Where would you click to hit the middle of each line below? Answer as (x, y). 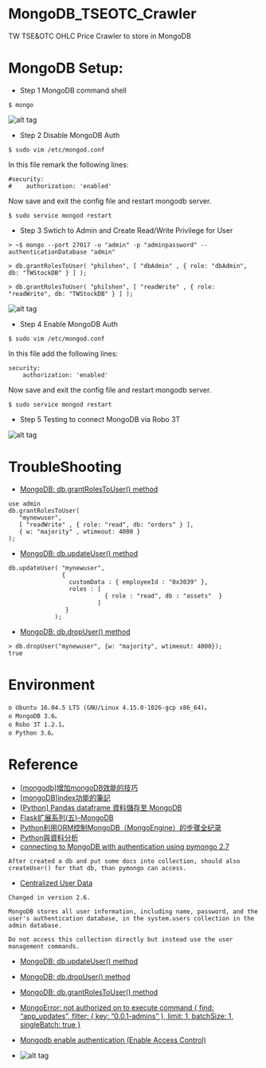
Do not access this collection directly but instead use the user (121, 939)
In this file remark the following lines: (68, 164)
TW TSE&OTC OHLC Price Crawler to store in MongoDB (100, 36)
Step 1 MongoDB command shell (73, 90)
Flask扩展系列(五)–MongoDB (66, 818)
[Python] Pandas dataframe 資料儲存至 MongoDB (101, 807)
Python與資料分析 (49, 837)
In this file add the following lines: (63, 353)
